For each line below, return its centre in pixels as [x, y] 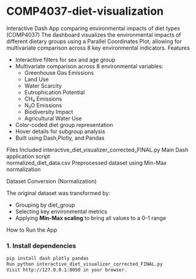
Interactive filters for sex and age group [65, 59]
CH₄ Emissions [43, 99]
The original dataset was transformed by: [58, 193]
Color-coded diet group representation [64, 124]
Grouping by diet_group [45, 205]
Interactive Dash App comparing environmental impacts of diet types [93, 28]
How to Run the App [32, 230]
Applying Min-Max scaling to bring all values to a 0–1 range [91, 218]
